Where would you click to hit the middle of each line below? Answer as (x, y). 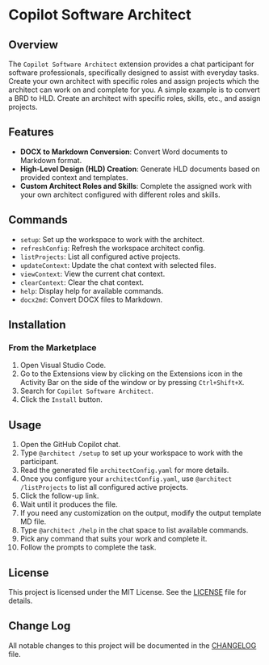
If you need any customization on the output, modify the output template (141, 513)
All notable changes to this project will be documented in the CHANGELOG (132, 645)
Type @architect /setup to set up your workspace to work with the (132, 453)
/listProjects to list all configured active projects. (104, 487)
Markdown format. (51, 160)
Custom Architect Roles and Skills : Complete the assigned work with (136, 186)
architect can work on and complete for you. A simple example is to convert (134, 90)
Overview (34, 45)
